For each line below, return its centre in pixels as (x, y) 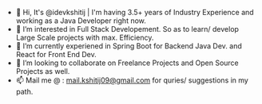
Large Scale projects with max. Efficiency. (85, 37)
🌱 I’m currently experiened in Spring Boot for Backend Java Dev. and (129, 46)
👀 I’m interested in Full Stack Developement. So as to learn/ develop (127, 29)
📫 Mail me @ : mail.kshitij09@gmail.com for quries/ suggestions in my (132, 80)
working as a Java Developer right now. (81, 21)
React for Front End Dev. (56, 54)
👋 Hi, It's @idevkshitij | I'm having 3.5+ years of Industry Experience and (135, 12)
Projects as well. (43, 71)
